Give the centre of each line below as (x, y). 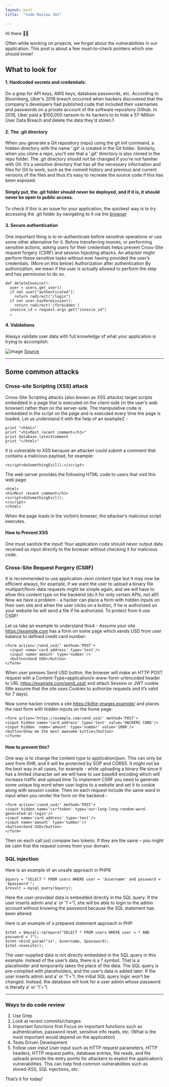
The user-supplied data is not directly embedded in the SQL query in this (81, 955)
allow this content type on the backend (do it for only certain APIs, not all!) (82, 595)
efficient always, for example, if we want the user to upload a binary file (79, 584)
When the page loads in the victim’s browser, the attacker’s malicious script (83, 516)
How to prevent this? (27, 747)
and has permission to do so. (35, 274)
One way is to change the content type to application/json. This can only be (83, 758)
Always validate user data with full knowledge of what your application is (81, 336)
